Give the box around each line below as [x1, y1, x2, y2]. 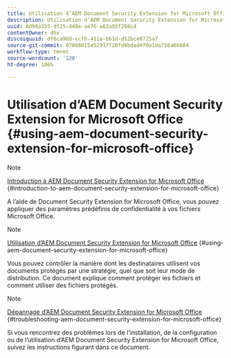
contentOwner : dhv [7, 29, 60, 36]
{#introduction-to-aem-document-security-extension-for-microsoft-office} [7, 183, 220, 192]
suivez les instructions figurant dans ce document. [7, 343, 151, 351]
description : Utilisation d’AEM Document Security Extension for [7, 16, 198, 23]
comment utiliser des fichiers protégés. [7, 281, 118, 289]
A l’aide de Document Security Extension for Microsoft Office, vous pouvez [7, 197, 219, 205]
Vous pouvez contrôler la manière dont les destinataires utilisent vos [7, 259, 201, 267]
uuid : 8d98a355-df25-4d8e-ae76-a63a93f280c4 [7, 23, 137, 30]
